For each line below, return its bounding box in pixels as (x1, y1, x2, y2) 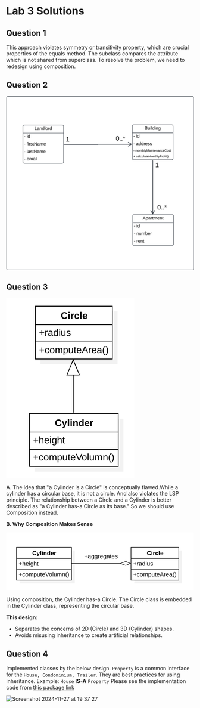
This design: (6, 614, 38, 621)
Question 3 (6, 282, 48, 292)
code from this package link (6, 684, 75, 691)
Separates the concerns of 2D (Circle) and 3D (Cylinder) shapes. (14, 625, 174, 633)
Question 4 (6, 649, 49, 659)
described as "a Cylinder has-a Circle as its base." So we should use (6, 503, 174, 510)
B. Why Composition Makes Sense (6, 521, 93, 528)
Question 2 (6, 80, 48, 90)
